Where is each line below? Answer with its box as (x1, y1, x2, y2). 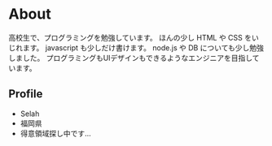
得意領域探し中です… (20, 128, 91, 138)
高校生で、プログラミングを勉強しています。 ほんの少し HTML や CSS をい (8, 32, 259, 42)
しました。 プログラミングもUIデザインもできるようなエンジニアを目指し (8, 53, 252, 62)
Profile (8, 87, 43, 101)
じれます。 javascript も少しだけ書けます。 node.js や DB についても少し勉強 (8, 42, 265, 53)
